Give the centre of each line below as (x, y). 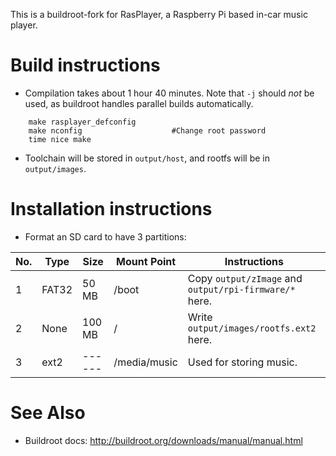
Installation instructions (111, 209)
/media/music (145, 362)
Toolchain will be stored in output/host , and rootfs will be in (147, 158)
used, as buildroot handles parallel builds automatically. (139, 103)
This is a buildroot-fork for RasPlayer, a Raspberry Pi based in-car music (159, 14)
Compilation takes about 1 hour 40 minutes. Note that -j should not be (169, 93)
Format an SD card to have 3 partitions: (105, 236)
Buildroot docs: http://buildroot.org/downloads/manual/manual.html (163, 440)
